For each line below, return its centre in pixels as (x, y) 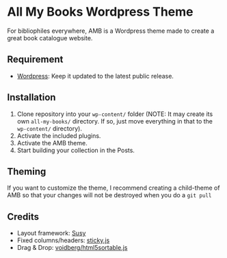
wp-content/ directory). (49, 128)
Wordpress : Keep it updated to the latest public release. (95, 76)
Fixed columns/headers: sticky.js (63, 240)
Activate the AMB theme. (52, 143)
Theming (27, 171)
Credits (23, 217)
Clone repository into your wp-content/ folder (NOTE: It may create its (115, 114)
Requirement (35, 60)
